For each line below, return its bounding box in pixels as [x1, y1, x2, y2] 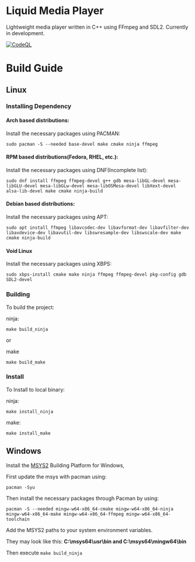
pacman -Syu [6, 484, 35, 490]
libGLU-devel [6, 183, 38, 189]
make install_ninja [6, 409, 54, 414]
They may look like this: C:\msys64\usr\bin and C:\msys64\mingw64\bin [6, 537, 187, 545]
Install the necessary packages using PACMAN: [6, 130, 121, 137]
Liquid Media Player [6, 4, 104, 18]
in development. [6, 29, 45, 36]
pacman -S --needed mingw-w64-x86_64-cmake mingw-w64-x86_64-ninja [6, 506, 174, 512]
